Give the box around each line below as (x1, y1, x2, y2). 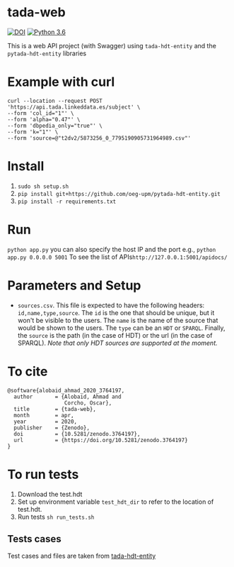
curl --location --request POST (7, 97, 103, 104)
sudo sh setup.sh (17, 182, 69, 190)
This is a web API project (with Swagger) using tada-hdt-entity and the (7, 41, 217, 50)
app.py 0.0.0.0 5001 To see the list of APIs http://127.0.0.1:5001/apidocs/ (7, 253, 228, 261)
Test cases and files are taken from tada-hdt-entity (7, 551, 156, 561)
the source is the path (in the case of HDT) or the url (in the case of (17, 331, 213, 339)
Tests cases (7, 533, 62, 545)
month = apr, (13, 412, 74, 419)
